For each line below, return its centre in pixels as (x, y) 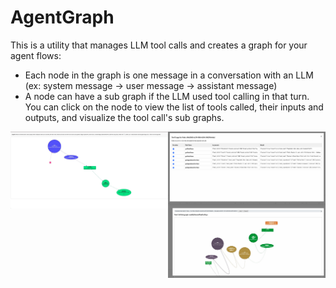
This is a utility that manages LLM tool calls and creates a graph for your (159, 45)
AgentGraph (62, 17)
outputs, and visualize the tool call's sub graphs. (124, 117)
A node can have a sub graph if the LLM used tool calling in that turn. (167, 96)
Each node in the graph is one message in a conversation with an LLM (169, 75)
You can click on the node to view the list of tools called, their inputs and (174, 107)
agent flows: (36, 55)
